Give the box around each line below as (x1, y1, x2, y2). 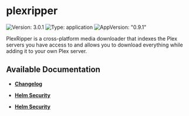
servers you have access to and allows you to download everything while (6, 41, 183, 48)
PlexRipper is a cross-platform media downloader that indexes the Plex (6, 35, 178, 42)
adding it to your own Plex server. (6, 47, 87, 54)
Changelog (14, 80, 43, 87)
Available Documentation (6, 65, 101, 75)
